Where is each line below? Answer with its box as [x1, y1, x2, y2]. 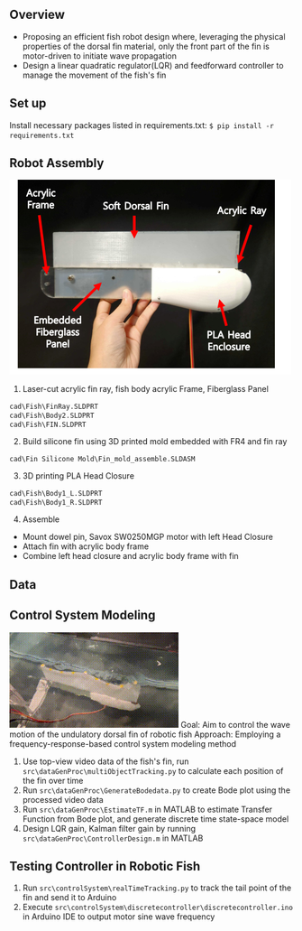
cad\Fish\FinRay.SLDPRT [9, 402, 99, 412]
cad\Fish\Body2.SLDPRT [9, 411, 95, 421]
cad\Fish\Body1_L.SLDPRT [9, 489, 103, 498]
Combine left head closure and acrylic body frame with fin [22, 551, 239, 562]
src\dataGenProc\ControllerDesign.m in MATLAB [22, 833, 204, 843]
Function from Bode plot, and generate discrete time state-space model [22, 813, 289, 824]
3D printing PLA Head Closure [22, 470, 135, 481]
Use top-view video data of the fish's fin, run [22, 756, 189, 767]
